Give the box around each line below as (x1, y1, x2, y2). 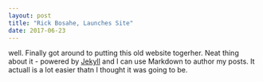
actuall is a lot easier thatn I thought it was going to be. (8, 65, 188, 75)
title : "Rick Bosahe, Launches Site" (8, 19, 134, 27)
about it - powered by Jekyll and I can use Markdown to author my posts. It (8, 57, 255, 66)
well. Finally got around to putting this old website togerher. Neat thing (8, 49, 239, 58)
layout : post (8, 11, 52, 20)
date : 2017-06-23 (8, 26, 66, 34)
